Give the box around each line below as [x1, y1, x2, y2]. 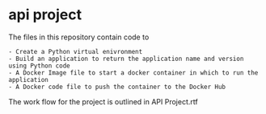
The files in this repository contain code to [8, 32, 150, 42]
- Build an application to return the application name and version [8, 55, 244, 63]
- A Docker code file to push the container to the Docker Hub [8, 83, 226, 91]
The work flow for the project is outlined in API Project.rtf [8, 96, 198, 106]
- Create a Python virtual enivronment [8, 47, 143, 55]
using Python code [8, 62, 70, 70]
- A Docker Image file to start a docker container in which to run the [8, 68, 259, 77]
